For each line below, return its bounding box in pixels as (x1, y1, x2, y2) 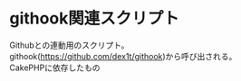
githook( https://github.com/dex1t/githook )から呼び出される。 (9, 50, 237, 61)
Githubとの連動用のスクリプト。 (9, 40, 130, 50)
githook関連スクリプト (9, 8, 179, 29)
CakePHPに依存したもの (9, 62, 101, 73)
